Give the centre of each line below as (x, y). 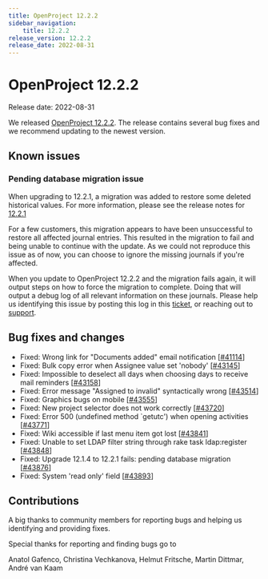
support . (22, 312)
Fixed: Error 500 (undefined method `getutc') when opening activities (134, 416)
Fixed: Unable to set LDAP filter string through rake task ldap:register (133, 441)
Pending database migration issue (76, 179)
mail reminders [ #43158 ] (60, 382)
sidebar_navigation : (43, 23)
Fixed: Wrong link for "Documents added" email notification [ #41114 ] (132, 357)
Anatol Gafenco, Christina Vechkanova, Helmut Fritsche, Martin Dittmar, (126, 560)
